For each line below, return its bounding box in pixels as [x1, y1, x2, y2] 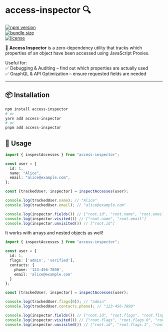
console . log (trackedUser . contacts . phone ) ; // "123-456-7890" [5, 304, 135, 309]
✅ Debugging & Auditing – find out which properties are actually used [5, 65, 148, 71]
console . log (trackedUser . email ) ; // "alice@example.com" [5, 202, 126, 207]
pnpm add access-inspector [5, 125, 61, 130]
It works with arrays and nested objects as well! [5, 230, 103, 236]
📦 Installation [5, 91, 50, 99]
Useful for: [5, 59, 27, 65]
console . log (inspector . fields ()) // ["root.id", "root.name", [5, 211, 137, 216]
